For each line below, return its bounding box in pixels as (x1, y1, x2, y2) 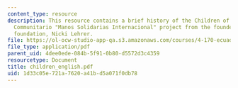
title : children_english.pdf (7, 63, 93, 70)
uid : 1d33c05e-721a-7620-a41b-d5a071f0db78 (7, 70, 138, 77)
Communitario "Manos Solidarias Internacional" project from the (13, 23, 211, 31)
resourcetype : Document (7, 57, 78, 64)
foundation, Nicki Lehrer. (13, 30, 93, 38)
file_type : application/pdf (7, 43, 91, 50)
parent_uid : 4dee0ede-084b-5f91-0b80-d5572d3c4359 (7, 50, 160, 57)
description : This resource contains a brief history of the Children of (7, 17, 230, 24)
